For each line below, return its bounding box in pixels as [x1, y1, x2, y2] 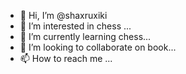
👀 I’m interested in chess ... [19, 20, 132, 32]
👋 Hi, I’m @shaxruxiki [19, 10, 108, 21]
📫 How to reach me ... [19, 53, 113, 64]
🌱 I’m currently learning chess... [19, 31, 152, 42]
